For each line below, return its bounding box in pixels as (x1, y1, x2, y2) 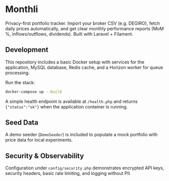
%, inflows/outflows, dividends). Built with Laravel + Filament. (5, 31, 134, 37)
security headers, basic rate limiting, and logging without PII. (5, 170, 131, 176)
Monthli (5, 4, 38, 15)
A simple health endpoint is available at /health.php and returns (5, 98, 138, 104)
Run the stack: (5, 79, 35, 85)
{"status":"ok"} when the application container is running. (5, 103, 128, 109)
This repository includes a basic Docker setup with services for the (5, 59, 145, 65)
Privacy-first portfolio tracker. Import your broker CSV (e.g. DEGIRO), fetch (5, 20, 160, 26)
